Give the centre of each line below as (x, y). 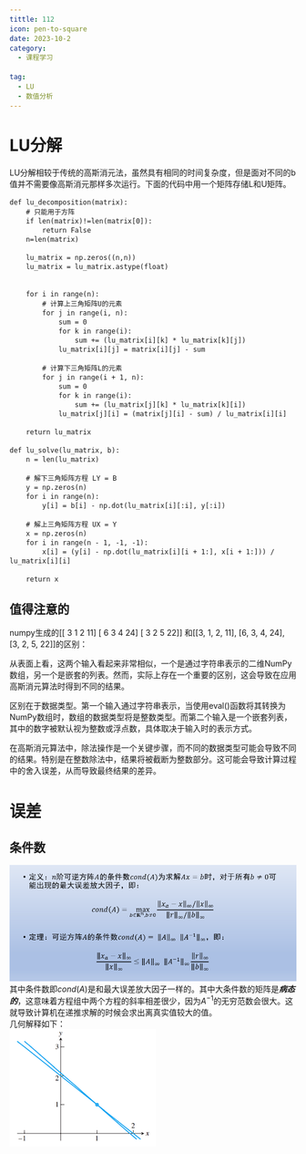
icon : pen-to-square (49, 29)
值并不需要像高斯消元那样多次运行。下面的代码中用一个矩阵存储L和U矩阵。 (150, 183)
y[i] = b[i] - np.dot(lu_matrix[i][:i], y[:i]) (134, 505)
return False (67, 230)
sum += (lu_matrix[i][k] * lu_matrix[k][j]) (160, 340)
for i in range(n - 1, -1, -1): (87, 543)
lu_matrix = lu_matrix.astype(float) (97, 266)
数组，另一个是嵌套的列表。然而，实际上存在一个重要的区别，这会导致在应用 (153, 675)
